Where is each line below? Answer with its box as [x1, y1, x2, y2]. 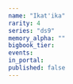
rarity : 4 [8, 19, 41, 27]
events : [8, 49, 34, 57]
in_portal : [8, 57, 44, 65]
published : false [8, 64, 66, 72]
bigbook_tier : [8, 42, 56, 50]
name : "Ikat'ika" [8, 11, 66, 20]
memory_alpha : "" [8, 34, 66, 42]
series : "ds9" [8, 26, 56, 34]
